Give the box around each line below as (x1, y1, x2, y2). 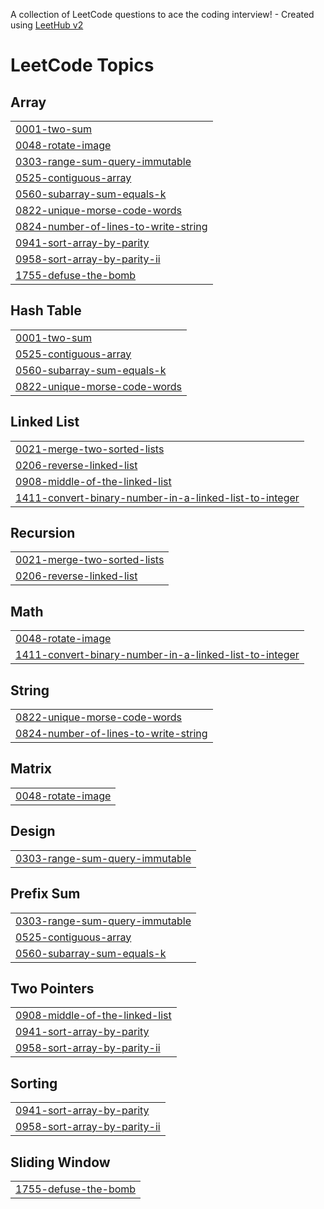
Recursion (10, 525, 76, 542)
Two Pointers (10, 980, 95, 997)
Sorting (10, 1075, 58, 1092)
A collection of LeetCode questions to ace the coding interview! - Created (10, 9, 315, 20)
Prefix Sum (10, 885, 81, 903)
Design (10, 823, 56, 840)
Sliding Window (10, 1154, 111, 1171)
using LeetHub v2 (10, 19, 84, 31)
